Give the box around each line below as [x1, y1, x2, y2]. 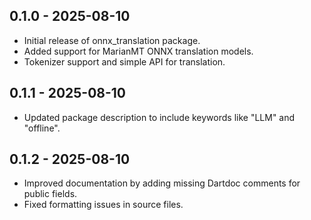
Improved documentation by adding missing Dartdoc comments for [23, 177, 301, 189]
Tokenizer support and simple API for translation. [23, 55, 226, 68]
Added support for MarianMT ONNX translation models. [23, 45, 254, 57]
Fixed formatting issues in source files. [23, 199, 184, 211]
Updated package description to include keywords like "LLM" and [23, 111, 296, 123]
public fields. [23, 188, 78, 200]
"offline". [23, 122, 61, 134]
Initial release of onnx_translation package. [23, 34, 201, 46]
